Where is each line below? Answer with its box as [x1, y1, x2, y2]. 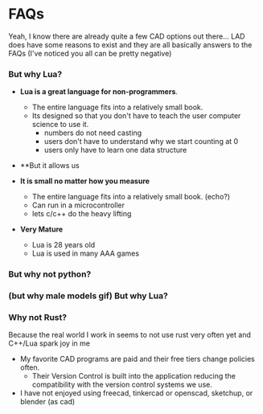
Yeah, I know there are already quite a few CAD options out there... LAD [8, 31, 245, 41]
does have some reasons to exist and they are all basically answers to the [8, 39, 253, 49]
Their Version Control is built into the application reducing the [31, 371, 236, 381]
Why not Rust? [8, 312, 67, 322]
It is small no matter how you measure [19, 176, 150, 186]
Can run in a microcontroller [31, 200, 125, 210]
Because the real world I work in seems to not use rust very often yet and [8, 330, 251, 340]
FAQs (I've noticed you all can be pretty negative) [8, 48, 172, 58]
